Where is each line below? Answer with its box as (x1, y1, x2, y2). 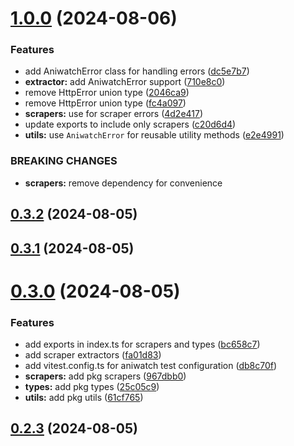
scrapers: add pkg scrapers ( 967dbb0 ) (24, 370, 187, 382)
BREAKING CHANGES (10, 154, 118, 168)
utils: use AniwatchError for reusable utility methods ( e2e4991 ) (24, 129, 285, 141)
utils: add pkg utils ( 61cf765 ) (24, 392, 144, 404)
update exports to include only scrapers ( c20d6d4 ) (24, 118, 237, 131)
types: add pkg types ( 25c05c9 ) (24, 381, 160, 393)
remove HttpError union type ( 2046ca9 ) (24, 87, 190, 99)
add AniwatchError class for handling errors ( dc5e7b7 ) (24, 65, 250, 77)
